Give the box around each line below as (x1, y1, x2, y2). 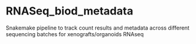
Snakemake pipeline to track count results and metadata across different (6, 24, 190, 31)
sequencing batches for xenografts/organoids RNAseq (6, 30, 144, 37)
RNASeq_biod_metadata (6, 4, 133, 18)
